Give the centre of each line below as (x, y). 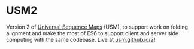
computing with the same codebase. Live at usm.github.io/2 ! (81, 39)
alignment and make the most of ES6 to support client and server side (92, 33)
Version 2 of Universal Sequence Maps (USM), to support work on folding (97, 27)
